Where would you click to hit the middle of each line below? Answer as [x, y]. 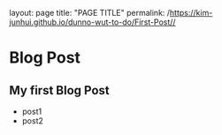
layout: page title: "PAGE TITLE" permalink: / [90, 13]
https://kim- [191, 13]
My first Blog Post [60, 90]
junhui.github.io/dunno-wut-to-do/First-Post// [92, 22]
